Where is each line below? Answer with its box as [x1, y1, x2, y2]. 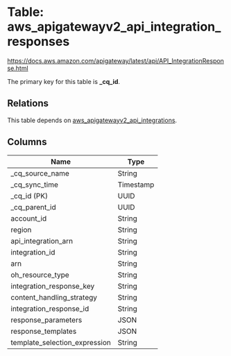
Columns [7, 136, 47, 148]
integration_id [10, 247, 55, 257]
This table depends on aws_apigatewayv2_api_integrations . [7, 116, 178, 124]
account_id [10, 213, 47, 223]
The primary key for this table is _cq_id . [7, 77, 120, 85]
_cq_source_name [10, 168, 69, 178]
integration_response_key [10, 281, 95, 291]
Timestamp [117, 180, 155, 189]
